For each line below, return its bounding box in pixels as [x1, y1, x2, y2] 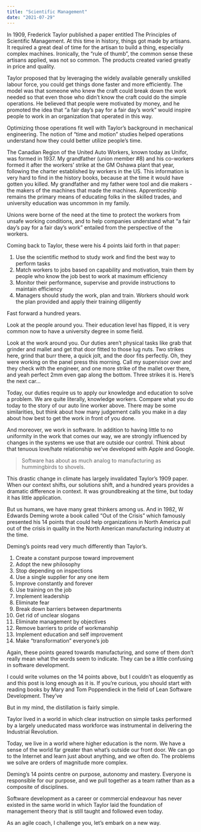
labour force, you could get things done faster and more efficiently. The [7, 80, 183, 88]
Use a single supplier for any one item [15, 573, 109, 580]
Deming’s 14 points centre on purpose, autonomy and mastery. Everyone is [7, 770, 192, 777]
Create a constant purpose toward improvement [15, 554, 134, 561]
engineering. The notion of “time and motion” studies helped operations [7, 130, 184, 138]
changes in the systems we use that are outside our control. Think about [7, 439, 185, 446]
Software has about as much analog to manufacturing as [21, 457, 162, 464]
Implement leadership [15, 592, 69, 599]
